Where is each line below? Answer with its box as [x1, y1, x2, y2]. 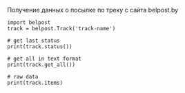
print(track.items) [7, 79, 64, 86]
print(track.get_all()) [7, 61, 76, 68]
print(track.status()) [7, 43, 72, 50]
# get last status [7, 37, 60, 44]
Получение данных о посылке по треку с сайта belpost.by [7, 6, 179, 14]
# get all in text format [7, 55, 81, 62]
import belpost [7, 19, 51, 26]
